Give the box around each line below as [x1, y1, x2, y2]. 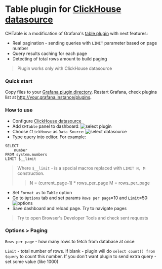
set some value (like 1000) [5, 259, 59, 265]
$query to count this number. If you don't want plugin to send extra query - [5, 253, 157, 259]
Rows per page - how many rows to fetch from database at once [5, 238, 135, 244]
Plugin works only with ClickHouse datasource [17, 65, 112, 71]
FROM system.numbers [5, 152, 48, 157]
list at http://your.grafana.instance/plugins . [5, 94, 92, 100]
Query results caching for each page [12, 51, 87, 56]
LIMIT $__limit [5, 156, 37, 161]
